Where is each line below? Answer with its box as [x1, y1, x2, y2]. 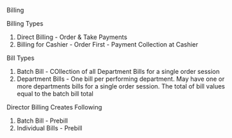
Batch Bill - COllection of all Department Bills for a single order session [16, 68, 220, 75]
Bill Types [6, 54, 35, 62]
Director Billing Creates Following [6, 103, 103, 111]
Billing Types [6, 20, 43, 27]
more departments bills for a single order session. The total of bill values [16, 82, 225, 90]
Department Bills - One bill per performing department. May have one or [16, 75, 225, 83]
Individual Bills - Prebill [16, 124, 83, 132]
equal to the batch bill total [16, 90, 94, 98]
